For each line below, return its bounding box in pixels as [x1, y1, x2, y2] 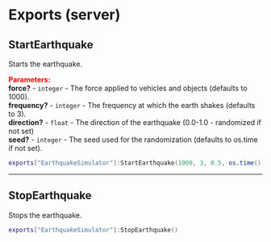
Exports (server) [8, 6, 121, 24]
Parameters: [8, 75, 51, 84]
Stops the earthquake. [8, 210, 82, 219]
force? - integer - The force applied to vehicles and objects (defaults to [8, 83, 248, 93]
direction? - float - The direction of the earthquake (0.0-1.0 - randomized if [8, 118, 262, 127]
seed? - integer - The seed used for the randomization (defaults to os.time [8, 135, 258, 144]
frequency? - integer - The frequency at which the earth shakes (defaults [8, 101, 256, 110]
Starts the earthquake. [8, 59, 83, 69]
